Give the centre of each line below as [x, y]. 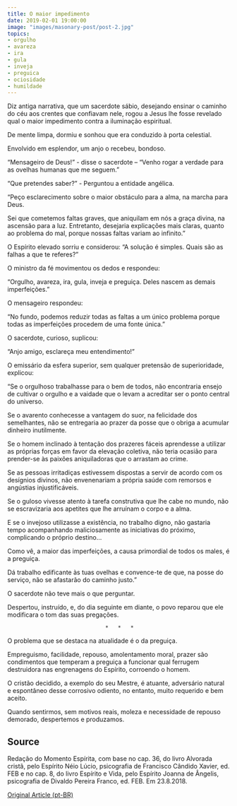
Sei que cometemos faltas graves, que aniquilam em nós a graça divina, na [116, 218]
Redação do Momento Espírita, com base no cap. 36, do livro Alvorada [110, 759]
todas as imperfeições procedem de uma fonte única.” [86, 324]
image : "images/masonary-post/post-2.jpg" [71, 27]
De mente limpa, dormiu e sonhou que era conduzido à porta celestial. [110, 135]
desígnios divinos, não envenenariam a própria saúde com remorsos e [109, 480]
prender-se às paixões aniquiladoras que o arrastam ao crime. [98, 459]
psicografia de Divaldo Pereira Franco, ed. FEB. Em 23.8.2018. [97, 781]
